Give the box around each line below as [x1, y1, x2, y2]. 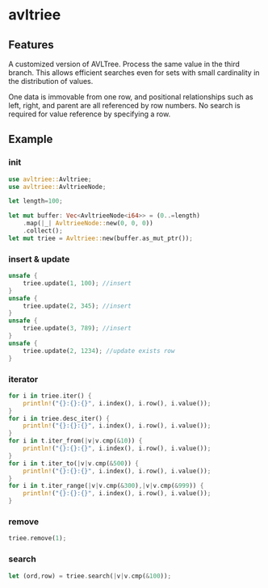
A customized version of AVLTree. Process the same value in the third [8, 59, 241, 69]
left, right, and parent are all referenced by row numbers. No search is [8, 101, 241, 110]
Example [8, 132, 53, 146]
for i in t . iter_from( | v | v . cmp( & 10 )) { [8, 437, 143, 445]
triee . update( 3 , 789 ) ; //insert [23, 325, 132, 333]
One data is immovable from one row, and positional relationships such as [8, 92, 253, 102]
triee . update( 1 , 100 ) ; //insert [23, 279, 132, 288]
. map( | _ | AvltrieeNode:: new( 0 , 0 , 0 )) [23, 220, 153, 228]
